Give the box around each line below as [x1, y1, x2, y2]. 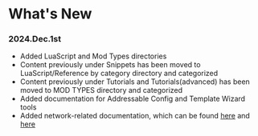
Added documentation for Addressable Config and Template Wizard [19, 94, 246, 104]
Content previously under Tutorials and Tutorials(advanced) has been [19, 77, 251, 86]
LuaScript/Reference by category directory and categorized [19, 69, 219, 78]
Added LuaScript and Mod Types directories [19, 51, 167, 61]
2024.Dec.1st [8, 34, 62, 45]
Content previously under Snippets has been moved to [19, 60, 201, 70]
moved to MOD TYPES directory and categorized [19, 86, 183, 95]
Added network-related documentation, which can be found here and [19, 111, 251, 121]
